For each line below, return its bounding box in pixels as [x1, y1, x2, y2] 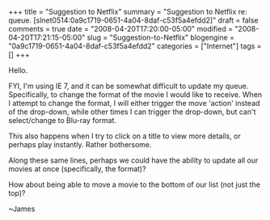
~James [8, 204, 36, 214]
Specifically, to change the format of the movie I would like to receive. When [8, 90, 263, 99]
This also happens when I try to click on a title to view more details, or [8, 131, 241, 141]
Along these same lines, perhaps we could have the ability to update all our [8, 155, 259, 165]
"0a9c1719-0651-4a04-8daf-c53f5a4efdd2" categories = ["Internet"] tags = [8, 41, 262, 51]
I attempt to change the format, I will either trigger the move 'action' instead [8, 99, 260, 108]
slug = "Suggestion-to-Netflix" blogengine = [86, 32, 235, 42]
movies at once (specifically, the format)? [8, 164, 147, 173]
